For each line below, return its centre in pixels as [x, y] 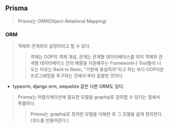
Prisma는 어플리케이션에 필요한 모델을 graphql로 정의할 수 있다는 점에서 [89, 97]
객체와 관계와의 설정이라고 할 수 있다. [54, 46]
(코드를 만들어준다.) [50, 120]
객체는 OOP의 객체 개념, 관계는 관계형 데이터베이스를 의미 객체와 [94, 57]
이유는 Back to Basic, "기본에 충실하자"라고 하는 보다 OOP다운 [102, 70]
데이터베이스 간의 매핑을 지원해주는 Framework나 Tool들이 [98, 63]
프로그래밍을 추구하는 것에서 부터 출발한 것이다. [77, 76]
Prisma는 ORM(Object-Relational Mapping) [62, 21]
